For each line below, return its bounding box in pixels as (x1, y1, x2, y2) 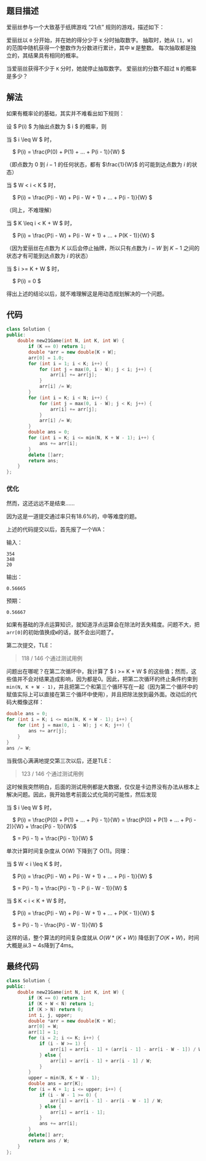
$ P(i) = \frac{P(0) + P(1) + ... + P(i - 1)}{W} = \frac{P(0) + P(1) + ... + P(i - (12, 816, 196, 823)
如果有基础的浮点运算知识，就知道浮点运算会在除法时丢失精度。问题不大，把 (6, 621, 200, 628)
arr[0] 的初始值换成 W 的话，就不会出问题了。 (6, 629, 118, 636)
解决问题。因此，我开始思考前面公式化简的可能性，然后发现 (6, 791, 157, 798)
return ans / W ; (28, 1138, 70, 1144)
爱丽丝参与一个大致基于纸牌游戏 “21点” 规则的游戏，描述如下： (6, 23, 165, 31)
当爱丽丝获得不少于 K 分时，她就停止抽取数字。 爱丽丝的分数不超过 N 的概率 (6, 64, 197, 72)
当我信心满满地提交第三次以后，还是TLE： (6, 757, 113, 764)
